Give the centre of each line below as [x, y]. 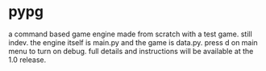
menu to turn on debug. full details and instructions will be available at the [131, 51]
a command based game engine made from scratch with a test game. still [130, 34]
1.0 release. [27, 60]
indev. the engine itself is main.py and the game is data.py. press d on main [133, 42]
